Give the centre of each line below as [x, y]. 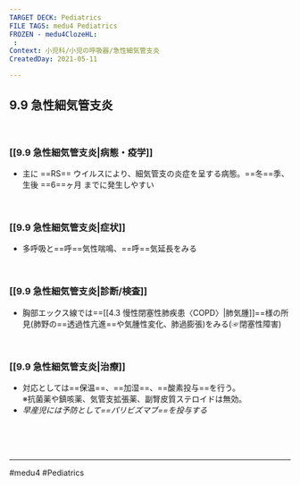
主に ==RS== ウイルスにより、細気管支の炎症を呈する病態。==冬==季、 [155, 174]
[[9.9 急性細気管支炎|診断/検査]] [78, 292]
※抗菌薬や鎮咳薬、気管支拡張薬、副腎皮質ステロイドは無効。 [134, 399]
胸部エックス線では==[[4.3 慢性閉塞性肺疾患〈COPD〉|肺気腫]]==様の [151, 312]
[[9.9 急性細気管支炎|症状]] [67, 227]
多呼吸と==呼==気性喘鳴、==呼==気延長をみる [109, 249]
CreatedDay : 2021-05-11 [54, 59]
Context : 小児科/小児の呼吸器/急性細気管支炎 [85, 51]
